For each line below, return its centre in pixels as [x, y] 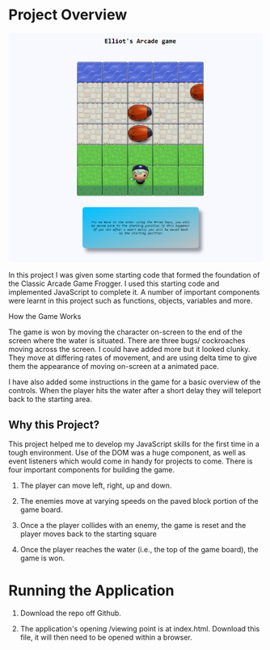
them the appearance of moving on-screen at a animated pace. [114, 367]
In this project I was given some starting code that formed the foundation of [134, 275]
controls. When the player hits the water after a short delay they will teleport [135, 391]
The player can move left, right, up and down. [96, 485]
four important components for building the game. [92, 470]
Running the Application [91, 591]
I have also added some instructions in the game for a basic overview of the [135, 382]
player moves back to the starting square [89, 534]
